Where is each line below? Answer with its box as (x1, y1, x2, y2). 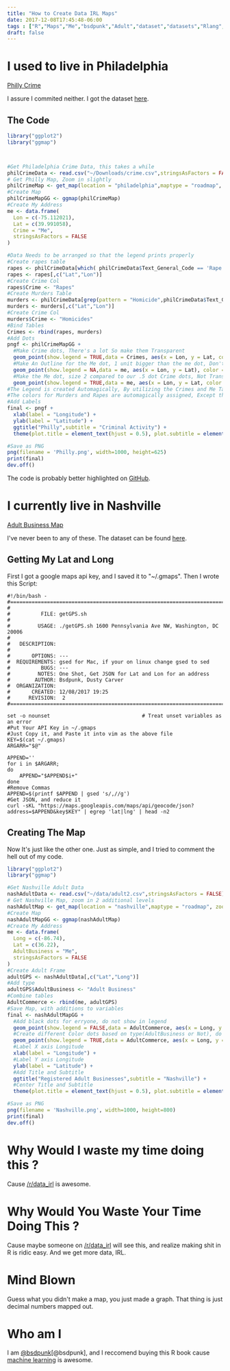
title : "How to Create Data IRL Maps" (7, 10, 118, 17)
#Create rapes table (7, 258, 66, 265)
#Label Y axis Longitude (13, 1056, 84, 1063)
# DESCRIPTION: (7, 640, 57, 647)
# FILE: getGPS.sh (7, 610, 88, 617)
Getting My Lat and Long (7, 554, 114, 566)
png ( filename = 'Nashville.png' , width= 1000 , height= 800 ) (7, 1107, 176, 1114)
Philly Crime (7, 81, 41, 90)
